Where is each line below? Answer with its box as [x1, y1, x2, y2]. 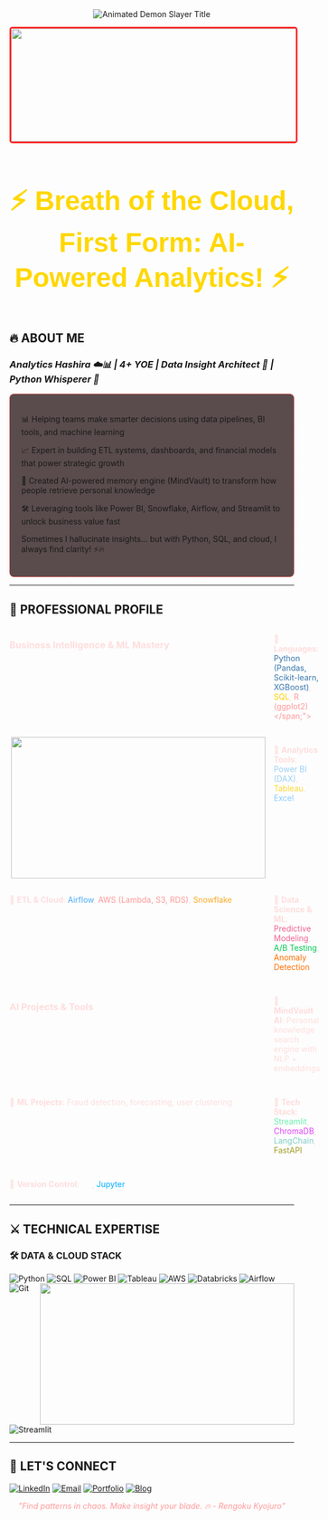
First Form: [58, 227, 202, 259]
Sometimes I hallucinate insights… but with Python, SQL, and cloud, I [21, 534, 277, 545]
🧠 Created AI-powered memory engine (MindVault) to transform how [21, 475, 277, 487]
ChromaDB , [274, 1126, 317, 1136]
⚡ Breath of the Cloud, [9, 185, 295, 216]
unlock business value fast [21, 516, 120, 527]
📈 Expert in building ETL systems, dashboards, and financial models [21, 445, 277, 456]
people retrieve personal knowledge [21, 485, 156, 496]
